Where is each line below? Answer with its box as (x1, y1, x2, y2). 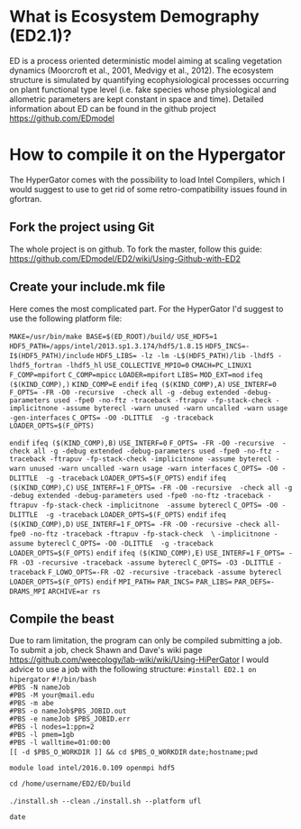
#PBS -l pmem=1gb (9, 731, 75, 740)
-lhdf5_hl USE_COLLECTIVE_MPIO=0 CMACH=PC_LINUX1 (66, 361, 252, 370)
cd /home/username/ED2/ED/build (9, 779, 131, 788)
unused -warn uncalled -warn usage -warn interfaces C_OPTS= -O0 (29, 464, 278, 473)
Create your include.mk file (9, 280, 166, 295)
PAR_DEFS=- (233, 577, 275, 586)
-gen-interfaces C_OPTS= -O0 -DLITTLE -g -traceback (9, 413, 214, 422)
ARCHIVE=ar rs (48, 586, 101, 596)
